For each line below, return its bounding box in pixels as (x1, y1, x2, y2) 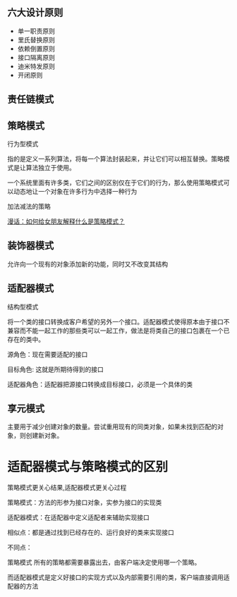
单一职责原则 (17, 27, 55, 35)
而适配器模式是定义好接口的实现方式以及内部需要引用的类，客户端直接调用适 (7, 573, 230, 581)
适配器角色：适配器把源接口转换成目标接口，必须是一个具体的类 (7, 380, 193, 388)
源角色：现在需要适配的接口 (7, 350, 88, 358)
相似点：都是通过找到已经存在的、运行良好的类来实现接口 (7, 528, 174, 537)
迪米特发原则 (17, 62, 55, 70)
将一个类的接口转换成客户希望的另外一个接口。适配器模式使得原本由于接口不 (7, 317, 230, 326)
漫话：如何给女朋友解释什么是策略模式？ (7, 217, 125, 226)
